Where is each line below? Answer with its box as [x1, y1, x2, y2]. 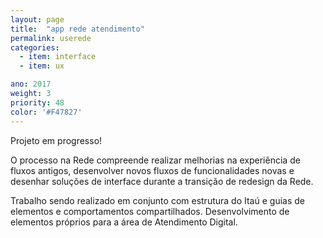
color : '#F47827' [10, 107, 83, 117]
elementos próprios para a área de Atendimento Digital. [10, 216, 238, 228]
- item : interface [19, 52, 97, 62]
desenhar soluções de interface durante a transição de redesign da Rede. [10, 175, 314, 187]
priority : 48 [10, 97, 65, 108]
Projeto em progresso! [10, 134, 103, 146]
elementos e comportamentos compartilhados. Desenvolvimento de [10, 205, 290, 217]
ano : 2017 [10, 79, 52, 90]
